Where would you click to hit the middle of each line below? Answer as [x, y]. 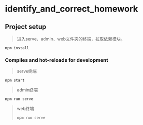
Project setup [26, 27]
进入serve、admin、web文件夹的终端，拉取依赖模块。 [71, 39]
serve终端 [27, 71]
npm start [15, 81]
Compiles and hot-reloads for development [57, 60]
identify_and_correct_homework [72, 9]
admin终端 [27, 90]
